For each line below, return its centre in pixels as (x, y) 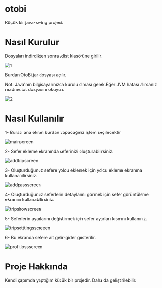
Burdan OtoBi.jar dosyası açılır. (36, 75)
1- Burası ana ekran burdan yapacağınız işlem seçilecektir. (63, 132)
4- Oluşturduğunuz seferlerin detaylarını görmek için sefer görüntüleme (77, 194)
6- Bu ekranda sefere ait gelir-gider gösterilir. (51, 237)
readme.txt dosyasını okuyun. (35, 89)
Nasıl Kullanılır (35, 119)
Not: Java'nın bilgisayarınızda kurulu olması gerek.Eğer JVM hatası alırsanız (81, 84)
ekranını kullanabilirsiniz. (30, 199)
